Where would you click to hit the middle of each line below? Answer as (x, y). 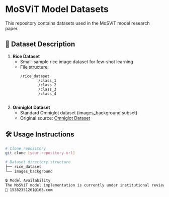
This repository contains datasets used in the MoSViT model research (77, 23)
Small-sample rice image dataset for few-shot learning (76, 62)
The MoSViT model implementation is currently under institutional (77, 185)
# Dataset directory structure (38, 162)
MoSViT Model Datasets (57, 9)
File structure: (34, 67)
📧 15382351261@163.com (29, 190)
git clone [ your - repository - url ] (40, 153)
